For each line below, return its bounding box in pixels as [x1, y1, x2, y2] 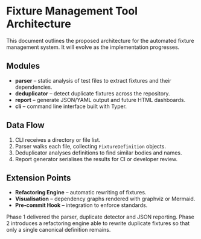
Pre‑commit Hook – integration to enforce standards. [14, 202, 148, 209]
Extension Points [6, 173, 71, 183]
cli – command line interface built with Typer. [14, 103, 127, 110]
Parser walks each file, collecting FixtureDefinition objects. [14, 142, 166, 150]
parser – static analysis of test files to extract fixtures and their [14, 77, 172, 84]
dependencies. [14, 83, 53, 91]
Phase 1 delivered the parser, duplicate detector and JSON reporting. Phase [6, 213, 194, 221]
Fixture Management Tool [6, 4, 138, 18]
